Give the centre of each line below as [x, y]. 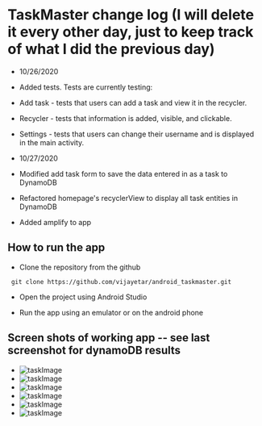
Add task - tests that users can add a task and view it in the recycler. [133, 102]
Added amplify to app [55, 222]
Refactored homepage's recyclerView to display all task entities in [129, 198]
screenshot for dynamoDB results [94, 351]
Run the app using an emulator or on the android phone [111, 312]
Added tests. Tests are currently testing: [86, 87]
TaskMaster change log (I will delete [131, 15]
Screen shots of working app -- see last [109, 338]
